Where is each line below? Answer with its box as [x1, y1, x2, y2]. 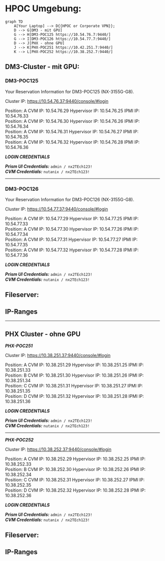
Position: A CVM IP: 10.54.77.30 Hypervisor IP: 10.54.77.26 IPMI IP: [5, 226, 139, 232]
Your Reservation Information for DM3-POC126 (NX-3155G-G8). [5, 196, 134, 202]
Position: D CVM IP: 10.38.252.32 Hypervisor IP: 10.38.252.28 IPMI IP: [5, 487, 146, 493]
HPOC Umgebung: [5, 3, 82, 14]
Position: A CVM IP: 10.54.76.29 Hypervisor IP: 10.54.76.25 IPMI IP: [5, 108, 140, 114]
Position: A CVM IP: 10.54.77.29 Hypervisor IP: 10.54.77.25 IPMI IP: [5, 215, 139, 221]
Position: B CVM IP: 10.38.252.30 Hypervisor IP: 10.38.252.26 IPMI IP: [5, 466, 146, 472]
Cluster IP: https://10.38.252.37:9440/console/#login [5, 446, 111, 452]
